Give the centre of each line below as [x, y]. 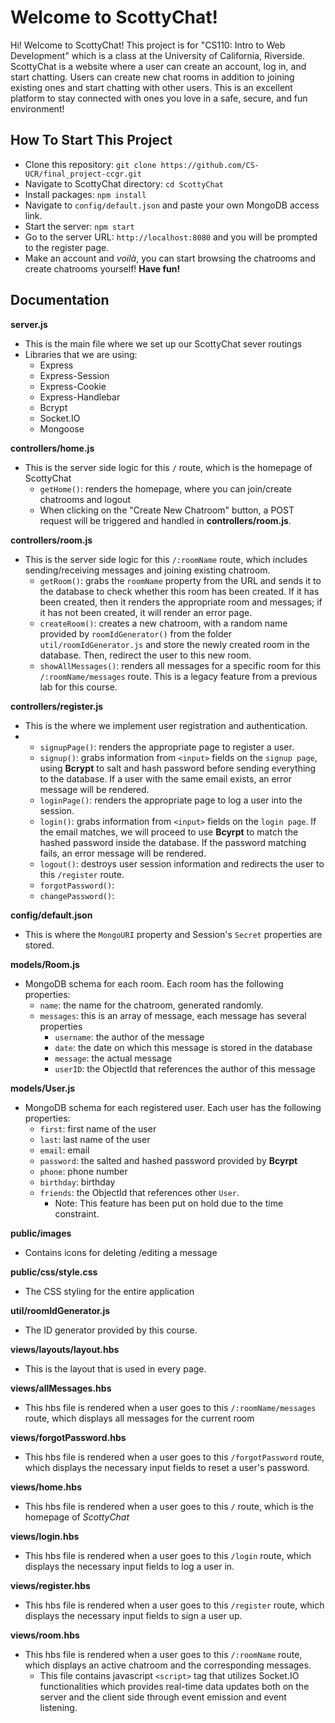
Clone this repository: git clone [90, 164]
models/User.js [43, 1088]
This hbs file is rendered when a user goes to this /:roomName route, [163, 1654]
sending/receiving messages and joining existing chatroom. [147, 570]
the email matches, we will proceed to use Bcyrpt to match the [169, 832]
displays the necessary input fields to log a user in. [129, 1566]
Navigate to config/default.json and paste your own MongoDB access [172, 205]
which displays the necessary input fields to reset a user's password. [167, 1467]
